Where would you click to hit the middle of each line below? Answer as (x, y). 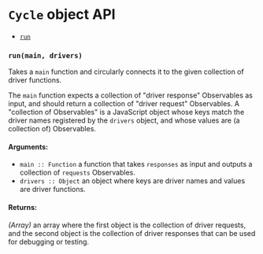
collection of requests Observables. (77, 173)
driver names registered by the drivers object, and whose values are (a (124, 120)
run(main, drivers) (45, 55)
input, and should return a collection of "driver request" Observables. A (124, 104)
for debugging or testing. (48, 241)
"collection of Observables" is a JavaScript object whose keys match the (126, 112)
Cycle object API (62, 15)
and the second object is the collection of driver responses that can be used (132, 233)
